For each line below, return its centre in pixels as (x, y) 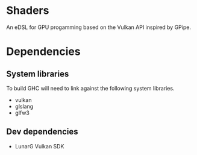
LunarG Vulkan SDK (39, 146)
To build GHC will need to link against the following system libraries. (90, 88)
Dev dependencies (42, 132)
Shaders (28, 11)
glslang (24, 106)
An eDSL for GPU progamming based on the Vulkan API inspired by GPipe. (99, 27)
